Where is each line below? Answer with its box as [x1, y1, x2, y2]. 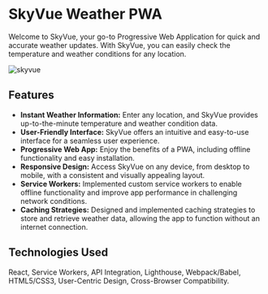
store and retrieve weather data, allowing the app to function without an [19, 213, 260, 223]
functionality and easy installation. [19, 153, 136, 162]
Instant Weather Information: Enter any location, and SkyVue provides [19, 110, 258, 119]
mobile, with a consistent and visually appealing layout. [19, 170, 205, 179]
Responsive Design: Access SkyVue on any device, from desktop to [19, 162, 250, 171]
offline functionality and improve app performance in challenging [19, 188, 238, 197]
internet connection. [19, 222, 89, 231]
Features [8, 89, 54, 102]
